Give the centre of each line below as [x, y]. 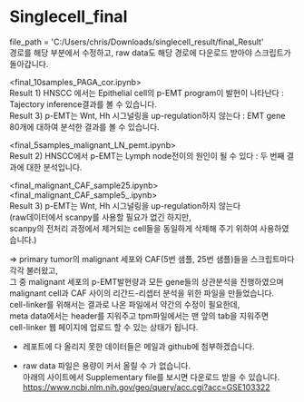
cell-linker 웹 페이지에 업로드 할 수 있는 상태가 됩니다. [104, 327]
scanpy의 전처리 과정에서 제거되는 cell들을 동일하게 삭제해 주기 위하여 [134, 228]
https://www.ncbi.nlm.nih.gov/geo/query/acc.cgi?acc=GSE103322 [146, 387]
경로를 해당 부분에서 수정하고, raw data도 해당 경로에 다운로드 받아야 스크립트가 [151, 53]
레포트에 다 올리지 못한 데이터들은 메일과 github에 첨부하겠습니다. [138, 346]
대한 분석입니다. [54, 167]
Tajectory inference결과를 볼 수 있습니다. [83, 104]
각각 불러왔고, [34, 270]
